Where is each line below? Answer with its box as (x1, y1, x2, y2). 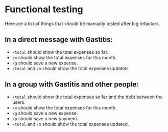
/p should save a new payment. (12, 115, 79, 121)
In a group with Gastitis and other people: (5, 80, 139, 89)
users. (12, 99, 26, 105)
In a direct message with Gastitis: (5, 35, 113, 44)
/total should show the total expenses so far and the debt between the (12, 94, 163, 100)
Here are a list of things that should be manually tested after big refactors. (5, 20, 160, 27)
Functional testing (5, 4, 84, 15)
